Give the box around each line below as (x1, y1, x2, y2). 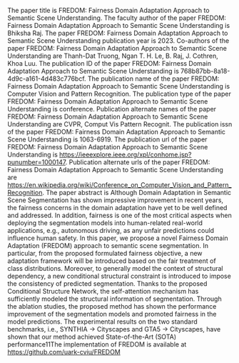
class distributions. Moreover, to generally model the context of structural (7, 264, 223, 272)
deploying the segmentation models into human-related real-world (7, 219, 203, 227)
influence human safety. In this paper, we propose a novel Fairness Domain (7, 234, 228, 242)
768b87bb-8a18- (180, 67, 230, 75)
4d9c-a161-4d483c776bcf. (7, 74, 87, 83)
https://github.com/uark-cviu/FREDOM (7, 348, 121, 356)
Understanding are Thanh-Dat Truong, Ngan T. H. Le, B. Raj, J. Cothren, (7, 51, 219, 60)
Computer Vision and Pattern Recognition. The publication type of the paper (7, 89, 232, 98)
